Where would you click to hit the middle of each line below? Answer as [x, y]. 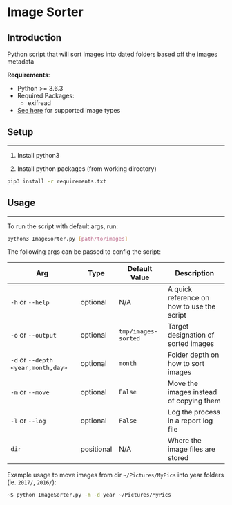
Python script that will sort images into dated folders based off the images [113, 54]
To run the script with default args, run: [63, 226]
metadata [21, 62]
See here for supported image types [69, 110]
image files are [192, 449]
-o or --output [34, 335]
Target [178, 327]
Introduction [35, 38]
